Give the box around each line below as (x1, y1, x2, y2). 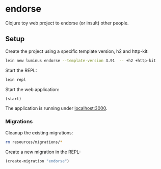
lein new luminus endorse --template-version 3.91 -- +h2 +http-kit (5, 58, 156, 63)
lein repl (5, 77, 26, 82)
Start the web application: (5, 86, 60, 92)
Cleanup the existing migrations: (5, 129, 73, 135)
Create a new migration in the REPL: (5, 149, 81, 155)
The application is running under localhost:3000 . (5, 105, 108, 111)
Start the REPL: (5, 67, 37, 73)
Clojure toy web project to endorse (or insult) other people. (5, 20, 129, 26)
